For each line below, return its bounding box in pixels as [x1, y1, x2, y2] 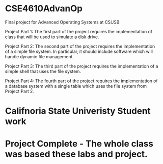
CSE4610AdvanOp [5, 3, 82, 14]
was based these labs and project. [5, 149, 148, 160]
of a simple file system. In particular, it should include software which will [5, 48, 153, 54]
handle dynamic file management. [5, 53, 74, 59]
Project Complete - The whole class [5, 138, 154, 149]
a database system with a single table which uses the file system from [5, 83, 147, 89]
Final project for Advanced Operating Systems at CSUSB [5, 19, 120, 25]
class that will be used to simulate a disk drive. [5, 34, 99, 40]
